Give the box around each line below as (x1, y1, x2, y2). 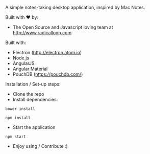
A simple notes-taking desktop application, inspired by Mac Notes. (5, 5, 145, 10)
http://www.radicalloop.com (12, 30, 72, 35)
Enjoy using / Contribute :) (12, 143, 68, 149)
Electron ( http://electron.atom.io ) (12, 50, 82, 55)
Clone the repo (12, 91, 44, 97)
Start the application (12, 124, 56, 130)
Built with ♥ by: (5, 14, 39, 20)
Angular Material (12, 66, 48, 72)
